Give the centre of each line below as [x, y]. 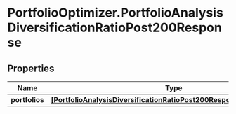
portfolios [27, 100]
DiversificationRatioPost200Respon [115, 28]
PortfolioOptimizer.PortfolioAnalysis [115, 13]
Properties [31, 68]
